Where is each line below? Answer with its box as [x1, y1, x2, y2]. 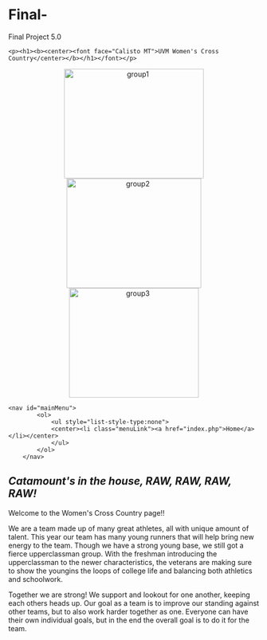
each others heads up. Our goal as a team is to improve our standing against [8, 598, 260, 607]
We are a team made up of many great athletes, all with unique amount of [8, 524, 249, 533]
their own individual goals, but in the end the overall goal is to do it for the [8, 615, 249, 625]
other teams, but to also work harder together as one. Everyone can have [8, 607, 249, 616]
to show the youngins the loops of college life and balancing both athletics [8, 566, 253, 575]
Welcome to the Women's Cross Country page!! [8, 508, 165, 517]
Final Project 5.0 [8, 32, 61, 41]
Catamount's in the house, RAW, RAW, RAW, [8, 474, 232, 488]
